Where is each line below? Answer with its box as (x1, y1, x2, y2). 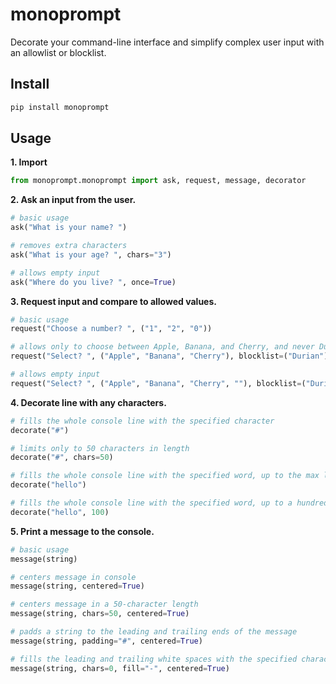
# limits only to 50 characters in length (10, 443, 190, 453)
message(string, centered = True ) (10, 581, 145, 592)
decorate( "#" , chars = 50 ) (10, 453, 114, 463)
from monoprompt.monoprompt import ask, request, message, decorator (10, 176, 307, 186)
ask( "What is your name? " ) (10, 223, 128, 233)
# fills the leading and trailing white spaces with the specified (10, 654, 298, 664)
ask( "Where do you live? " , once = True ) (10, 277, 177, 287)
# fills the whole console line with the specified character (10, 416, 275, 426)
